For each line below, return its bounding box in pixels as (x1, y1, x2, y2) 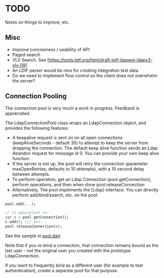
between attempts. (12, 171, 50, 177)
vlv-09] (12, 62, 27, 68)
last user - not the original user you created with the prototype (5, 248, 131, 253)
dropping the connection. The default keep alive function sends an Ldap (12, 145, 158, 151)
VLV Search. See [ (12, 57, 49, 63)
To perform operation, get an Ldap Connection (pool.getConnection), (12, 176, 152, 182)
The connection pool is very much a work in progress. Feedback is (5, 105, 140, 111)
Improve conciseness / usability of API (12, 46, 90, 52)
